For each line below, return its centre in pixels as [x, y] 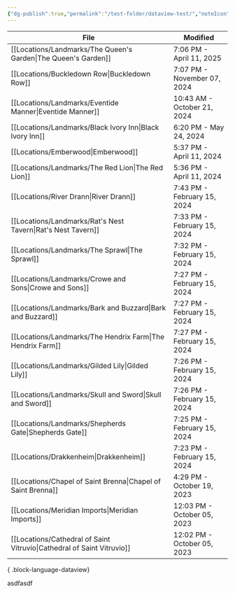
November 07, [197, 78]
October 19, [193, 486]
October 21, [193, 107]
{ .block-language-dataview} [49, 569]
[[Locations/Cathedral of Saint [60, 539]
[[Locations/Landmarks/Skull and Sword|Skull [86, 395]
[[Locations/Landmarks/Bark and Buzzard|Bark [88, 308]
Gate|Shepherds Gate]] [49, 432]
